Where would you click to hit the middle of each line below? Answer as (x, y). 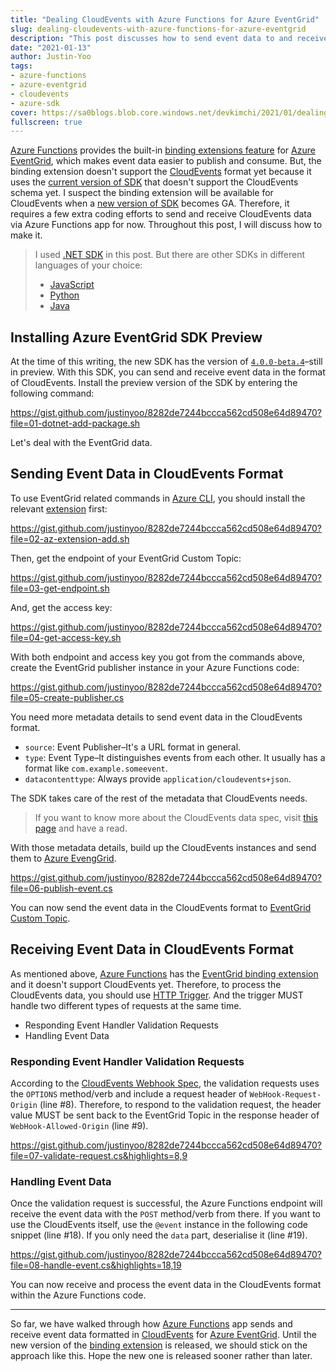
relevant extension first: (59, 508)
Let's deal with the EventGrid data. (81, 443)
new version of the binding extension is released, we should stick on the (159, 1345)
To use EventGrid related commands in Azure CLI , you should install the (158, 498)
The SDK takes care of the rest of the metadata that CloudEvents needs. (159, 798)
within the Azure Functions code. (78, 1295)
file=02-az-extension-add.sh (70, 538)
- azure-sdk (35, 103)
